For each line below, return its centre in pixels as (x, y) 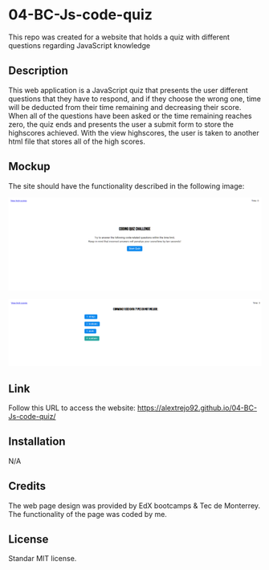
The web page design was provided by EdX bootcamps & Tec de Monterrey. (134, 505)
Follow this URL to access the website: (72, 408)
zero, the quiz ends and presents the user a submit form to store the (121, 124)
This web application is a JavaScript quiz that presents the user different (128, 90)
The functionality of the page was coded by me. (88, 514)
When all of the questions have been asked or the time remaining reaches (130, 116)
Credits (27, 486)
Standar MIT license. (43, 559)
